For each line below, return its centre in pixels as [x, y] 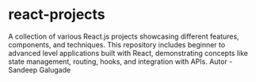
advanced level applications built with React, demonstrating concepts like [128, 53]
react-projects [57, 15]
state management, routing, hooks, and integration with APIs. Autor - [120, 61]
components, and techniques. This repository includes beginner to [117, 44]
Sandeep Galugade [40, 69]
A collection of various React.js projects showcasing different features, [124, 36]
